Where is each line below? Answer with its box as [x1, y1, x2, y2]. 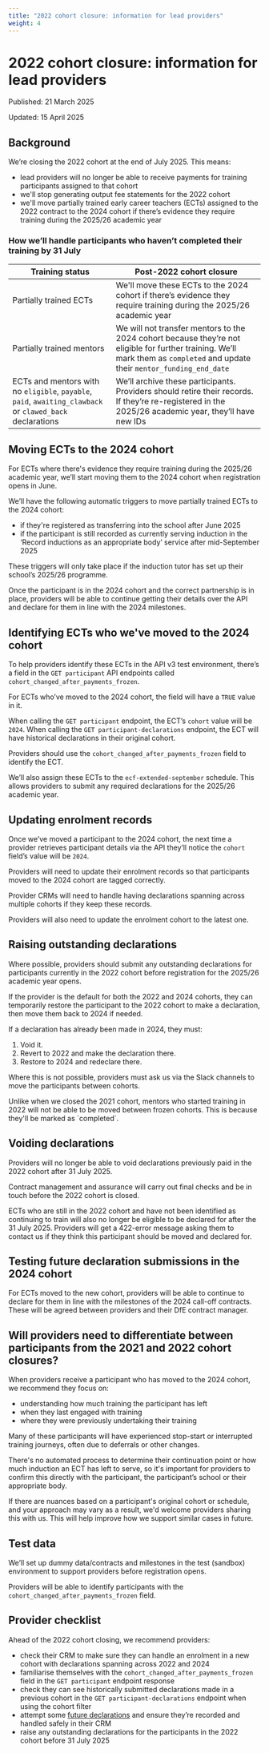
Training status [30, 266, 90, 277]
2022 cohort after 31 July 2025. [8, 1166, 113, 1176]
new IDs [115, 416, 147, 427]
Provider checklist [8, 1614, 102, 1627]
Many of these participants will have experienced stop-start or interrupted [8, 1431, 253, 1441]
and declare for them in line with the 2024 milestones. [8, 602, 187, 613]
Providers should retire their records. [115, 385, 254, 396]
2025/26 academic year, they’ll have [115, 405, 255, 416]
